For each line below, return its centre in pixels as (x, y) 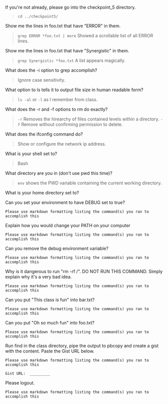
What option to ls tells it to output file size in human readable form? (74, 90)
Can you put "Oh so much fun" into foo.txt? (50, 323)
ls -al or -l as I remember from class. (57, 99)
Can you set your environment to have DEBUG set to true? (65, 203)
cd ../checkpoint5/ (38, 17)
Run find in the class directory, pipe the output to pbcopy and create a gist (82, 346)
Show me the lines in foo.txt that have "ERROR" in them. (63, 26)
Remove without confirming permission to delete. (72, 124)
